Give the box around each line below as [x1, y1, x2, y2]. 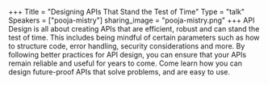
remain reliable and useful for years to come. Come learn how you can [8, 58, 242, 68]
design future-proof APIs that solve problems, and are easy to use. [8, 67, 231, 76]
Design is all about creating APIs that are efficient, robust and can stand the [8, 24, 260, 33]
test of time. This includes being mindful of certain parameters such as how [8, 32, 260, 42]
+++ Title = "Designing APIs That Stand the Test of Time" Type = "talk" [8, 7, 245, 16]
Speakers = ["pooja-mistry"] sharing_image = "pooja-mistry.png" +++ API [8, 15, 255, 25]
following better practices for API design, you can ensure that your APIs [8, 50, 247, 59]
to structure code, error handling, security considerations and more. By [8, 41, 245, 51]
